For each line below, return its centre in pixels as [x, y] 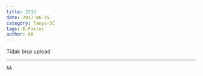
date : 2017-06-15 [28, 17]
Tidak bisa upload [28, 51]
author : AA [20, 34]
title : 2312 [21, 12]
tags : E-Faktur [25, 29]
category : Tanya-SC [31, 23]
